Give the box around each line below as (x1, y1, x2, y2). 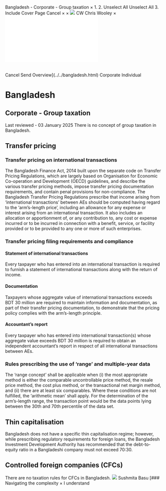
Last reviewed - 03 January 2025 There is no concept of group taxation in (5, 122, 157, 128)
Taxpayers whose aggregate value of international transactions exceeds (5, 294, 153, 300)
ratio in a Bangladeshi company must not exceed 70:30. (19, 446, 133, 452)
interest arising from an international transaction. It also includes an (5, 210, 143, 216)
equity (5, 446, 18, 452)
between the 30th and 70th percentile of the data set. (5, 403, 115, 409)
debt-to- (133, 441, 151, 447)
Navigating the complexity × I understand (5, 480, 90, 486)
